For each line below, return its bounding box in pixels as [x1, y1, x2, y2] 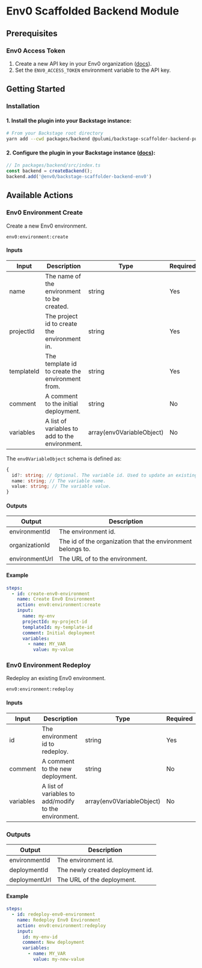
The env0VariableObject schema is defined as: [6, 454, 122, 462]
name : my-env [22, 613, 55, 619]
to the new [41, 765, 72, 773]
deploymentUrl [9, 875, 52, 884]
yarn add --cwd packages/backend [6, 136, 90, 142]
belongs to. [59, 545, 91, 553]
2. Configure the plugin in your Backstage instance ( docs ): [6, 149, 156, 156]
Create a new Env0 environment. [6, 222, 87, 229]
